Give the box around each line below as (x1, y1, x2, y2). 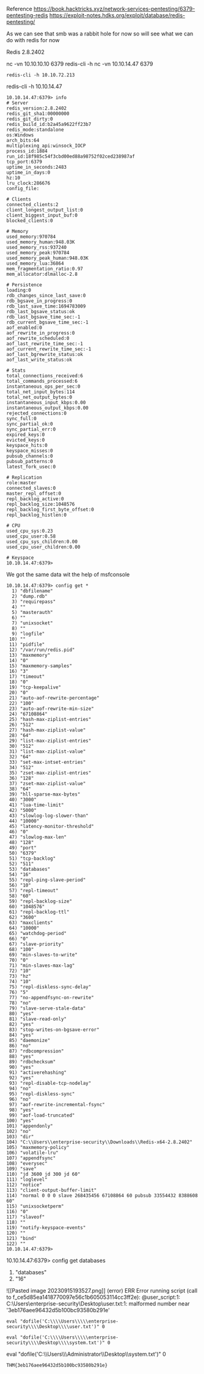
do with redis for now (6, 37, 60, 43)
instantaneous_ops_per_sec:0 (6, 383, 81, 390)
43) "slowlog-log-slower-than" (9, 813, 89, 819)
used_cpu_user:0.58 (6, 533, 56, 539)
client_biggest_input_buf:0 (6, 212, 78, 218)
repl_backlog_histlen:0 (6, 512, 67, 518)
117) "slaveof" (6, 1214, 45, 1220)
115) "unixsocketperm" (6, 1203, 64, 1210)
